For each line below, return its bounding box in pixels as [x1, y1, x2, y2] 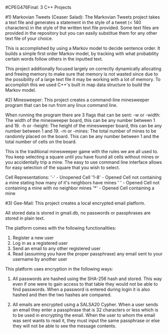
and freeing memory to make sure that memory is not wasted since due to [5, 71, 158, 77]
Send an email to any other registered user [12, 245, 101, 251]
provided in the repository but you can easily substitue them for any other [5, 30, 157, 36]
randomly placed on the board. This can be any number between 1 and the [5, 133, 159, 139]
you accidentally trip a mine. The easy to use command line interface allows [5, 159, 162, 165]
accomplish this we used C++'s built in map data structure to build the [5, 82, 150, 88]
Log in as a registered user [12, 240, 68, 246]
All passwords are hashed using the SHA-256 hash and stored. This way [12, 276, 162, 282]
